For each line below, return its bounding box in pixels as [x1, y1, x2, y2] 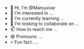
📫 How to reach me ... [10, 26, 58, 32]
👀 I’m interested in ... [10, 10, 53, 16]
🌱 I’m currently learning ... [10, 15, 65, 21]
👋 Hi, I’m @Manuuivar [10, 5, 56, 10]
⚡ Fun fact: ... [10, 39, 38, 45]
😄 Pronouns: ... [10, 33, 43, 39]
